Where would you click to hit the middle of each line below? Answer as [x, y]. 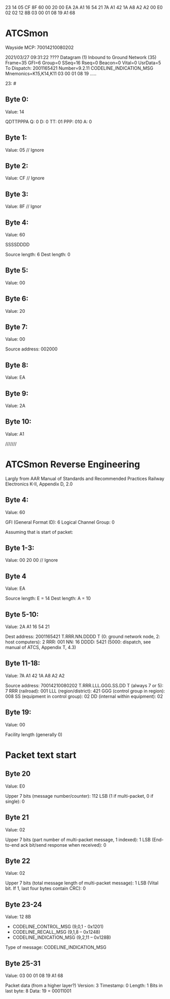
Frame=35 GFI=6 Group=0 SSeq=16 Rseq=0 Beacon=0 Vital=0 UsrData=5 [83, 63]
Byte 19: [18, 712]
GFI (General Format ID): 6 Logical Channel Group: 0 [60, 522]
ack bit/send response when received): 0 [63, 845]
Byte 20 [18, 774]
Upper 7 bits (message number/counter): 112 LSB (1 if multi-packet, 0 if [79, 796]
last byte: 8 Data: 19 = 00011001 [38, 991]
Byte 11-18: [23, 664]
